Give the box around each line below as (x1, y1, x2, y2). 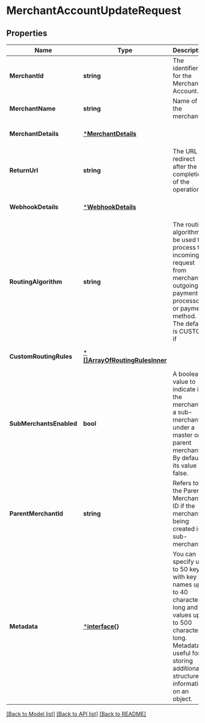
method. (173, 312, 196, 320)
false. (173, 469, 189, 477)
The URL (173, 147, 198, 156)
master (173, 431, 193, 439)
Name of (173, 97, 198, 105)
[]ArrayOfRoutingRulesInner (83, 356, 167, 364)
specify (173, 558, 194, 566)
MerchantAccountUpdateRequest (6, 4, 181, 18)
